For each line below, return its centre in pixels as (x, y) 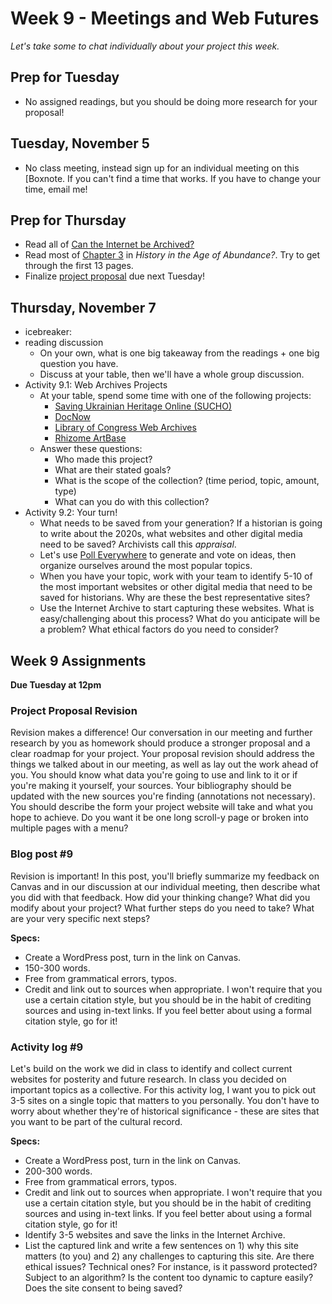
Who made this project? (103, 459)
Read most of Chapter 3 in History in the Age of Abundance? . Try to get (172, 255)
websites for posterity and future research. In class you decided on (148, 1079)
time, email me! (56, 189)
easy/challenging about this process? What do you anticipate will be (180, 619)
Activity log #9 (47, 1047)
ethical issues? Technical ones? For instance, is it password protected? (171, 1266)
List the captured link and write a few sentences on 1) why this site (161, 1245)
